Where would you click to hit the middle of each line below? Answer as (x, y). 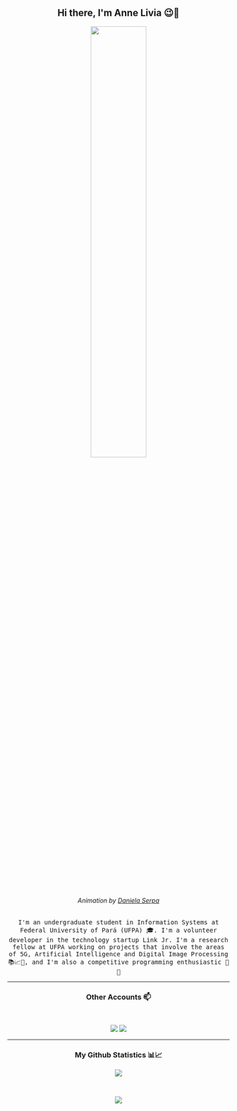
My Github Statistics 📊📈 (119, 1055)
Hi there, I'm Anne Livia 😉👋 (119, 13)
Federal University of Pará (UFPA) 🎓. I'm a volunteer (119, 930)
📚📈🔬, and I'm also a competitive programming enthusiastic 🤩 (119, 962)
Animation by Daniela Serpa (119, 901)
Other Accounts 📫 (119, 996)
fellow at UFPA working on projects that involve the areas (119, 947)
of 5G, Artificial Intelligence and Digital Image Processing (119, 954)
